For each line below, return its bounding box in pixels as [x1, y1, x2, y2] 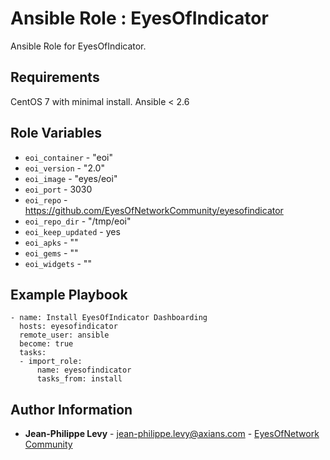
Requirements [10, 69, 100, 86]
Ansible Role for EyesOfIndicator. [10, 40, 147, 52]
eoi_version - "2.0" [24, 162, 105, 174]
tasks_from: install [36, 374, 123, 384]
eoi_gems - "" [24, 247, 79, 259]
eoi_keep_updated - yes [24, 225, 121, 237]
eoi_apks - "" [24, 236, 79, 248]
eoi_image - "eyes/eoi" [24, 172, 118, 184]
